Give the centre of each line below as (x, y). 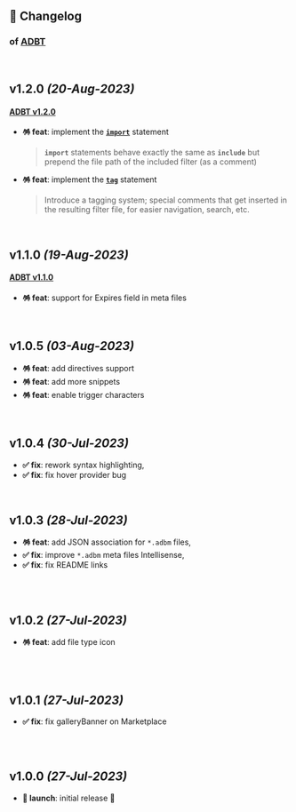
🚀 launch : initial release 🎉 (68, 798)
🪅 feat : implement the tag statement (89, 179)
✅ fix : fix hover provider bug (74, 474)
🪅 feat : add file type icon (68, 642)
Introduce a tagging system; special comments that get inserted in (165, 200)
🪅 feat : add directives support (78, 368)
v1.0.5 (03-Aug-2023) (72, 346)
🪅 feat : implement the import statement (95, 132)
